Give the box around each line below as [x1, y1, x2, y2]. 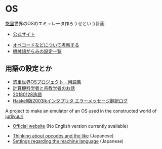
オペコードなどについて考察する [12, 41, 79, 48]
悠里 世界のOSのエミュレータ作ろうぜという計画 [5, 20, 105, 26]
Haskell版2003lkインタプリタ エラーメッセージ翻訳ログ [12, 97, 128, 104]
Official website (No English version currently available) [12, 123, 128, 129]
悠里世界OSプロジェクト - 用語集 [12, 79, 82, 85]
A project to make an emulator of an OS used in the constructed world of [5, 108, 157, 114]
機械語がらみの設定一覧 [12, 48, 62, 54]
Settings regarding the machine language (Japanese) [12, 138, 124, 144]
